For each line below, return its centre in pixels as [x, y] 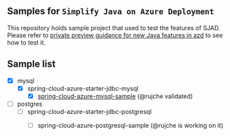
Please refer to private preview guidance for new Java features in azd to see [115, 35]
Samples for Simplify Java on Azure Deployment [111, 11]
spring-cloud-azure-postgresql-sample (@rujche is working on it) [130, 125]
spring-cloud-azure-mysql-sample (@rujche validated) [115, 96]
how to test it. [26, 42]
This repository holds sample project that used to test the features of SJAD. [114, 27]
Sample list [32, 64]
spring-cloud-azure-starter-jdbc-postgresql [90, 111]
